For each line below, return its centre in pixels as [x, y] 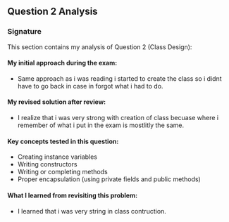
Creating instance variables [57, 157]
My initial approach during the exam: [62, 63]
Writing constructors [47, 164]
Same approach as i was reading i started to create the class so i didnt [119, 78]
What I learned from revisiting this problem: [73, 195]
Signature [25, 32]
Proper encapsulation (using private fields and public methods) [109, 179]
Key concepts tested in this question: [63, 141]
